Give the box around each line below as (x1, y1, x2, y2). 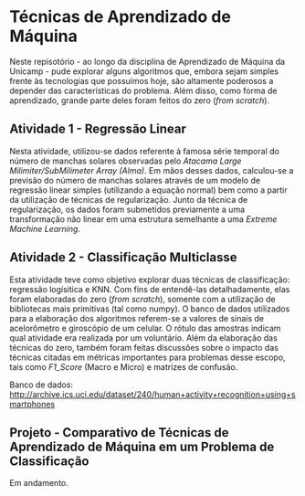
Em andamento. (9, 478, 68, 489)
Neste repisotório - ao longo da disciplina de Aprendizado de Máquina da (9, 56, 286, 67)
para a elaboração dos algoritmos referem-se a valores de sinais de (9, 312, 265, 323)
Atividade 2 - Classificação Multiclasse (9, 249, 237, 266)
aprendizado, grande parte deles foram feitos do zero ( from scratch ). (9, 94, 270, 106)
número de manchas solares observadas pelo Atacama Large (9, 155, 242, 166)
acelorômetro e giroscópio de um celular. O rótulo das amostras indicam (9, 322, 281, 333)
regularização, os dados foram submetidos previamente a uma (9, 204, 246, 215)
